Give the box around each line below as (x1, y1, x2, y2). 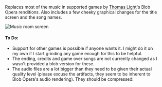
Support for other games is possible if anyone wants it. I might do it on (12, 45, 153, 51)
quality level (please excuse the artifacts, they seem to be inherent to (12, 71, 151, 77)
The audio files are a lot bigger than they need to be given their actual (12, 66, 152, 72)
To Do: (5, 35, 18, 41)
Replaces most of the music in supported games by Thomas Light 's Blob (5, 4, 151, 10)
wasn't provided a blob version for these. (12, 61, 95, 67)
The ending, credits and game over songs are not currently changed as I (12, 56, 157, 62)
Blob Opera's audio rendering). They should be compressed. (12, 76, 134, 82)
